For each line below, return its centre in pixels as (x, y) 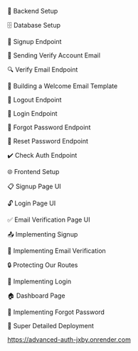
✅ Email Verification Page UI (49, 220)
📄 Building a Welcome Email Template (63, 86)
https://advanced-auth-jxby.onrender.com (69, 340)
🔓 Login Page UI (32, 203)
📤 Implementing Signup (43, 234)
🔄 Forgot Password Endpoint (49, 127)
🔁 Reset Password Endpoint (48, 141)
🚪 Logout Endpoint (34, 100)
